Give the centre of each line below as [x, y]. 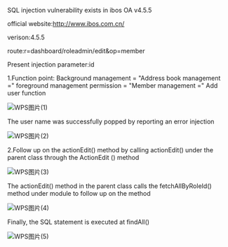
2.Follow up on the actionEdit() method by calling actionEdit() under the [110, 150]
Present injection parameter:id [51, 65]
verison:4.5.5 [26, 37]
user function [27, 93]
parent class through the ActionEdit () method [73, 158]
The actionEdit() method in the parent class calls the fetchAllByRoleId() [109, 186]
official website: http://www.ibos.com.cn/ [66, 24]
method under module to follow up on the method [79, 193]
